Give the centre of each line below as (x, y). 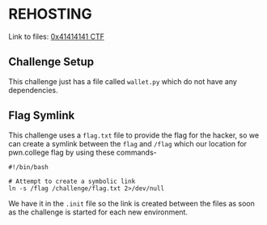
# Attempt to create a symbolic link (72, 181)
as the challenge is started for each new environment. (98, 212)
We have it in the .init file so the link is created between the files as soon (131, 203)
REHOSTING (50, 14)
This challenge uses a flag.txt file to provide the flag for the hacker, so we (134, 135)
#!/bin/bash (28, 167)
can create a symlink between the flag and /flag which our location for (128, 143)
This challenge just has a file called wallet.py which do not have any (123, 81)
